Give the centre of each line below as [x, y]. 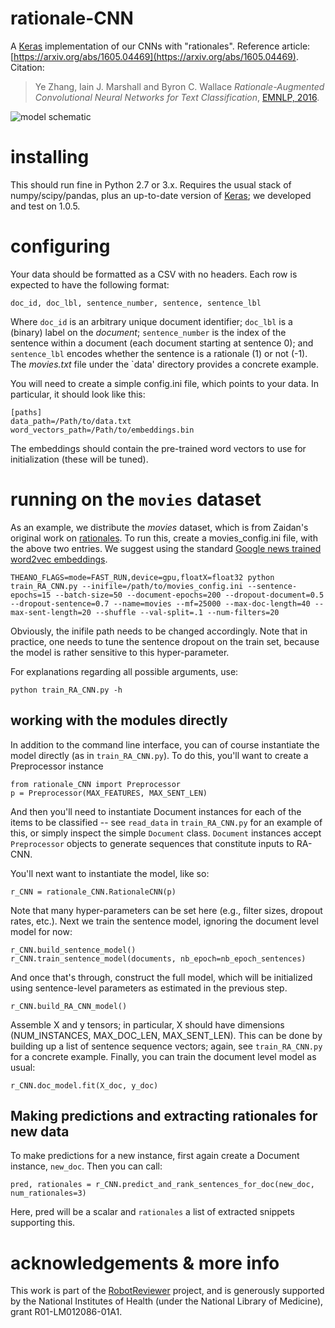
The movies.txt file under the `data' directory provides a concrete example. [165, 364]
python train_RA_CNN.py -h [66, 690]
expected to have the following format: [90, 284]
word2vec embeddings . [59, 559]
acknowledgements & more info [145, 1263]
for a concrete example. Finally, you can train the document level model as [163, 1056]
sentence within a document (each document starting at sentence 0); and [162, 343]
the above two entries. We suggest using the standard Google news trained [166, 548]
